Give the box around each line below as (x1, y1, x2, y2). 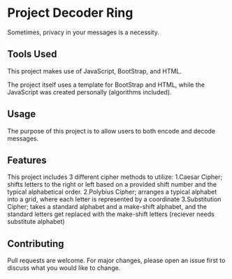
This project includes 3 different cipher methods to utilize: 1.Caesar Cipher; (7, 173, 223, 181)
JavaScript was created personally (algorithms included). (7, 87, 173, 96)
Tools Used (7, 48, 57, 60)
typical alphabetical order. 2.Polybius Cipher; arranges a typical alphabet (7, 187, 217, 196)
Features (7, 154, 47, 166)
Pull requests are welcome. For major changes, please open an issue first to (7, 257, 226, 265)
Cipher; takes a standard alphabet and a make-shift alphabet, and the (7, 203, 208, 211)
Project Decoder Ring (7, 5, 133, 21)
